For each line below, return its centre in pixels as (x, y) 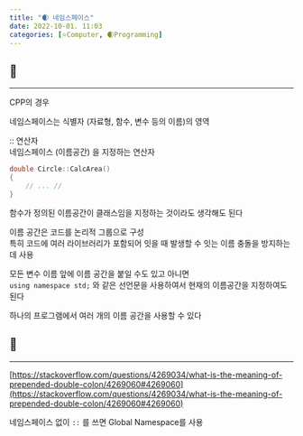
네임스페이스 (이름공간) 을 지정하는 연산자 (82, 152)
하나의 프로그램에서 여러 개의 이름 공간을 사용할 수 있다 (106, 315)
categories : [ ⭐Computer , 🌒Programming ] (86, 34)
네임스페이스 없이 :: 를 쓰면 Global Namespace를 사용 (106, 422)
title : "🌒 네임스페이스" (52, 18)
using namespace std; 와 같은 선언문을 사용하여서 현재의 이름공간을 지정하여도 (148, 284)
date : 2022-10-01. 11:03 (56, 26)
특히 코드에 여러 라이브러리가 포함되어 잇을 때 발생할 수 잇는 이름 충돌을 (134, 243)
